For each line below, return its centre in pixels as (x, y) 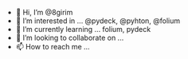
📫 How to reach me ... (53, 47)
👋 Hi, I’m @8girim (44, 12)
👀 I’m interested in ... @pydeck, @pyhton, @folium (98, 21)
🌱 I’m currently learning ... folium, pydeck (83, 29)
